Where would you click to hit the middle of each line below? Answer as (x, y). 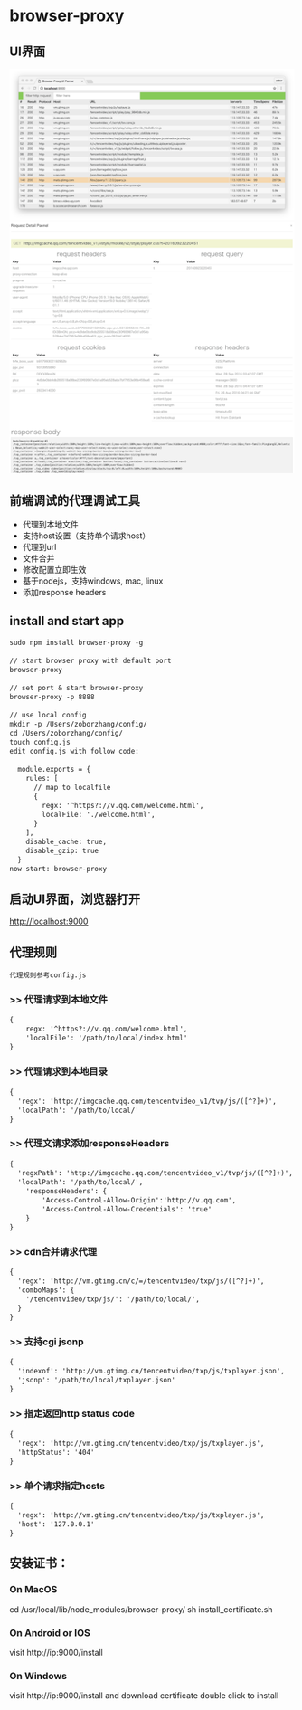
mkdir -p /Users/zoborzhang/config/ (78, 725)
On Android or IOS (50, 1632)
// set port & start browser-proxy (76, 689)
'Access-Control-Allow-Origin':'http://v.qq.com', (139, 1200)
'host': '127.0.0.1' (56, 1525)
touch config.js (40, 743)
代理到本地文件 (50, 524)
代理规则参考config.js (48, 975)
